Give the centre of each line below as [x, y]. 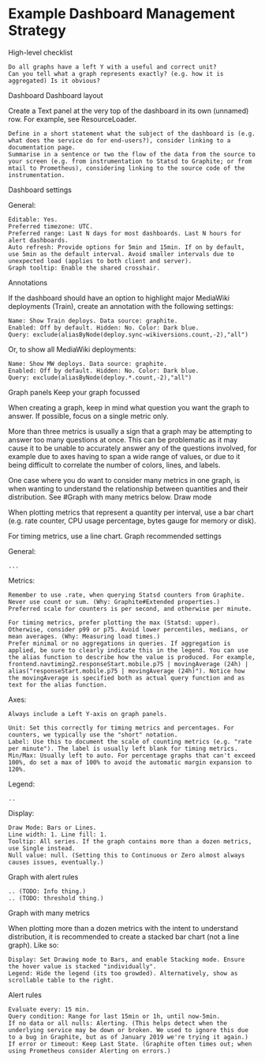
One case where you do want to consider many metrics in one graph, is [124, 480]
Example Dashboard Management [121, 14]
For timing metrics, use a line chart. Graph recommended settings [115, 536]
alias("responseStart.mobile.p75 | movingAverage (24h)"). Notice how [127, 671]
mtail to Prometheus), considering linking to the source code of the [127, 168]
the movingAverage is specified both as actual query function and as [127, 678]
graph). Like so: [34, 944]
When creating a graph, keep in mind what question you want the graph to [129, 407]
